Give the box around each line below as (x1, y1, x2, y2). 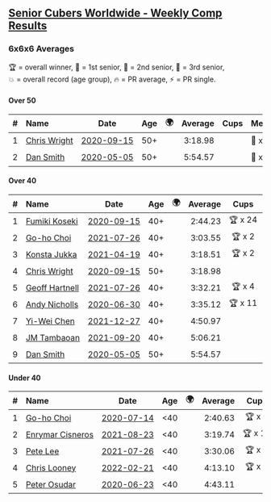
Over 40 (8, 176, 37, 186)
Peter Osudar (25, 479, 77, 490)
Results (8, 19, 48, 33)
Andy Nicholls (25, 299, 79, 310)
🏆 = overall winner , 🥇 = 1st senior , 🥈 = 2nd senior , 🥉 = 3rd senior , (8, 62, 225, 72)
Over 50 (8, 96, 36, 106)
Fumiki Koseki (25, 215, 78, 227)
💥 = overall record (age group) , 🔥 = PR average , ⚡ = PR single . (8, 74, 216, 84)
